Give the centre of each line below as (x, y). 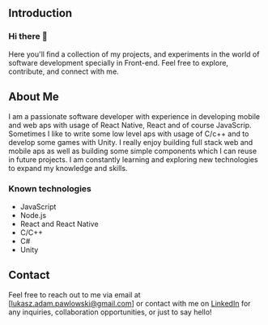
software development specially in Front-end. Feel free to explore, (119, 62)
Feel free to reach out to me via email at (74, 294)
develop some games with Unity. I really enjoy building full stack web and (131, 142)
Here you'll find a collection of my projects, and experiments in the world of (134, 54)
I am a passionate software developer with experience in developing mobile (134, 116)
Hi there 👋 (28, 36)
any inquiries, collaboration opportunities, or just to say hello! (110, 312)
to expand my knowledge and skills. (68, 168)
